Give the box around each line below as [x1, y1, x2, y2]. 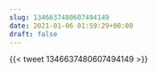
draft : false [9, 29, 58, 38]
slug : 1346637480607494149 [9, 12, 110, 22]
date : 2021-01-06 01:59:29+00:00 [9, 21, 134, 30]
